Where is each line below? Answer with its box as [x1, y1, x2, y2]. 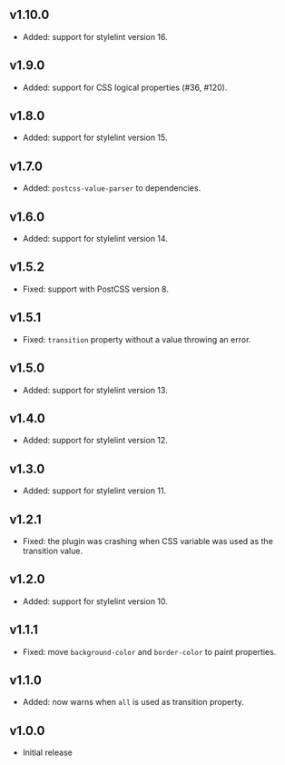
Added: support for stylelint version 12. [22, 435, 168, 446]
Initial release [22, 747, 73, 758]
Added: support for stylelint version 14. [22, 233, 168, 244]
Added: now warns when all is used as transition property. [22, 697, 245, 708]
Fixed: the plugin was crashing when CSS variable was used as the [22, 535, 274, 546]
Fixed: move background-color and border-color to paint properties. [22, 646, 277, 657]
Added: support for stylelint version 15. [22, 132, 168, 144]
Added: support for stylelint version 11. [22, 485, 167, 496]
